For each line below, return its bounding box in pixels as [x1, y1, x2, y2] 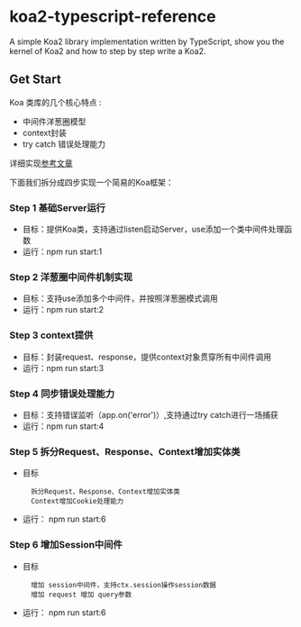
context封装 [22, 127, 68, 138]
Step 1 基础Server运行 [9, 201, 106, 214]
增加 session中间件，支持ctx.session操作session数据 [31, 580, 216, 589]
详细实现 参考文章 [9, 158, 73, 168]
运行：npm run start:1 [22, 246, 103, 258]
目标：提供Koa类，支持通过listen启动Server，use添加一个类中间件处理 [22, 223, 285, 235]
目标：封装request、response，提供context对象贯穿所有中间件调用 [22, 351, 272, 362]
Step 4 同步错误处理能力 [9, 387, 115, 400]
